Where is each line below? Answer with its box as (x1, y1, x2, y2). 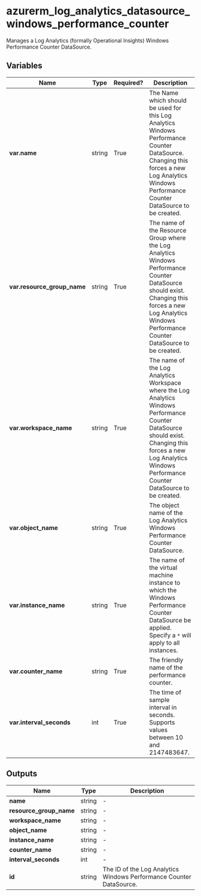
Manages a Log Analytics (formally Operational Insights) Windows (6, 37, 169, 44)
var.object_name (9, 523, 59, 532)
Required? (113, 78, 144, 87)
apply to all (149, 638, 180, 647)
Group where (149, 233, 186, 242)
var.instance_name (9, 601, 65, 609)
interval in (149, 703, 177, 712)
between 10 (149, 733, 184, 742)
